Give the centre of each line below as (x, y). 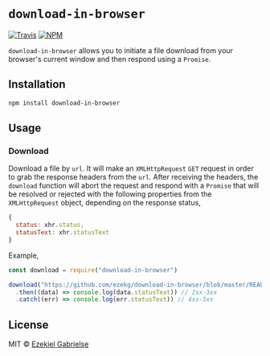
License (29, 325)
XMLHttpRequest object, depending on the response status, (104, 203)
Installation (37, 84)
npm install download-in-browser (64, 103)
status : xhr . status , (50, 225)
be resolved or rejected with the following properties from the (110, 194)
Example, (24, 255)
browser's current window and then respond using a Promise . (110, 59)
